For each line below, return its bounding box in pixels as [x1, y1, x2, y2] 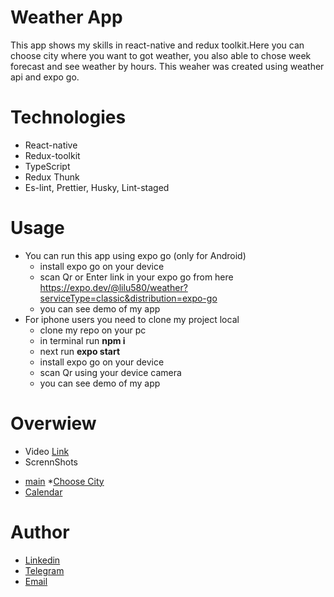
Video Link [24, 445, 70, 457]
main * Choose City [24, 475, 105, 487]
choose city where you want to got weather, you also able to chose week [10, 49, 312, 61]
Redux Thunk [24, 171, 80, 183]
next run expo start [39, 345, 121, 357]
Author [10, 521, 70, 543]
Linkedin [24, 554, 61, 566]
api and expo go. [10, 71, 80, 83]
